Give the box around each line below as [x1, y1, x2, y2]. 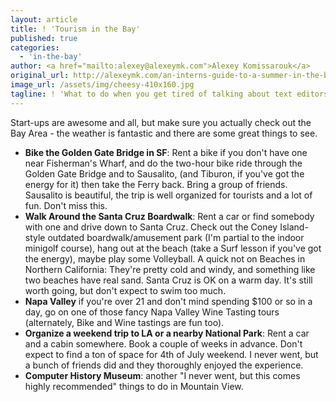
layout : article [10, 14, 78, 25]
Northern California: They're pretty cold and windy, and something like [24, 263, 316, 275]
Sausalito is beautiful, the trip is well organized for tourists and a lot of [24, 189, 313, 201]
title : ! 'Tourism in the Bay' [10, 24, 141, 34]
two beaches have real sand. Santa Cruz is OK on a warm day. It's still [24, 274, 313, 286]
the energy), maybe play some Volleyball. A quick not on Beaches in [24, 252, 306, 265]
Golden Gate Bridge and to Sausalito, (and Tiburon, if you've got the [24, 167, 305, 180]
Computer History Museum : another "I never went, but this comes [24, 369, 301, 381]
